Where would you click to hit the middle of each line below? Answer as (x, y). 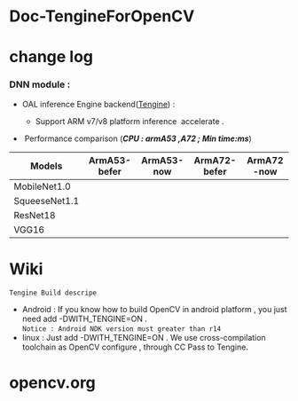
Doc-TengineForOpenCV (102, 16)
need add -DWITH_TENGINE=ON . (85, 318)
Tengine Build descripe (53, 293)
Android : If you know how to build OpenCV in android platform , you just (154, 309)
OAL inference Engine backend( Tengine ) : (98, 104)
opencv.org (52, 382)
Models (46, 166)
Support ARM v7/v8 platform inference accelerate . (129, 121)
